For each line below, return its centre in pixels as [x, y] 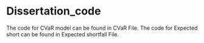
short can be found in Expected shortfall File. [63, 34]
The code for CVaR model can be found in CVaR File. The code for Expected [102, 28]
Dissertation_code [54, 11]
